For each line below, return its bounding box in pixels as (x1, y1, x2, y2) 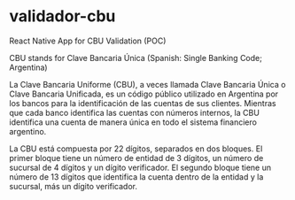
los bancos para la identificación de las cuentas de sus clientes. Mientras (9, 97, 276, 108)
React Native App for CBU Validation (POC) (9, 35, 167, 46)
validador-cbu (9, 6, 116, 27)
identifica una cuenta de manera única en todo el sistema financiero (9, 117, 257, 127)
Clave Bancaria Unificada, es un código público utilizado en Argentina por (9, 88, 279, 99)
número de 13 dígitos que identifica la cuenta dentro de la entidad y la (9, 171, 264, 182)
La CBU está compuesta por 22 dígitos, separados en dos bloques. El (9, 143, 263, 154)
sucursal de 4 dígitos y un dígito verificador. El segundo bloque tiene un (9, 162, 272, 173)
